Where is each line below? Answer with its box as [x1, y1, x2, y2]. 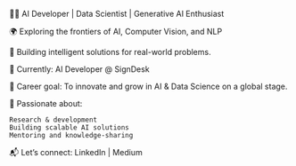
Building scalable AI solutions [9, 123, 129, 132]
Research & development [9, 115, 98, 124]
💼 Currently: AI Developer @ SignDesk [9, 64, 150, 75]
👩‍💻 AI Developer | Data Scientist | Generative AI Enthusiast [9, 9, 225, 19]
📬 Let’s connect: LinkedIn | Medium [9, 147, 143, 157]
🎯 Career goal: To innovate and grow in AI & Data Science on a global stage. [9, 81, 288, 91]
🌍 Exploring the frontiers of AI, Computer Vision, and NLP [9, 27, 223, 36]
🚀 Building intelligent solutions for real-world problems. [9, 47, 211, 57]
